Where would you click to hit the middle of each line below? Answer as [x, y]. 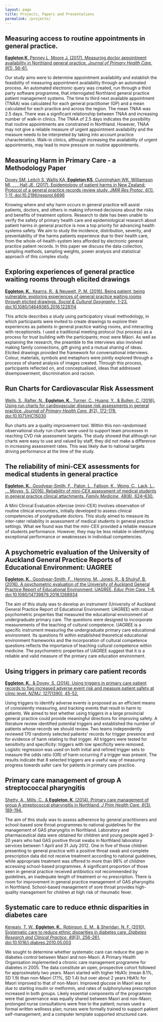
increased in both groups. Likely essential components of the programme [78, 993]
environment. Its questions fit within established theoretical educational [76, 635]
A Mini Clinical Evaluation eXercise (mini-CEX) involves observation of [75, 506]
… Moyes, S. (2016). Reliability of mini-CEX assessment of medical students [81, 491]
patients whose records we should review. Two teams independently [73, 729]
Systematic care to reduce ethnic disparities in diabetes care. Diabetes [76, 932]
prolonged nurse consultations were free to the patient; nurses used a [75, 1003]
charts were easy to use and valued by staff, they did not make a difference [81, 441]
